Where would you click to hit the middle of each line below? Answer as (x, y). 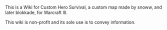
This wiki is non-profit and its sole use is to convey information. (70, 22)
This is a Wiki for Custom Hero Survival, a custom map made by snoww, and (84, 7)
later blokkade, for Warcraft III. (36, 12)
